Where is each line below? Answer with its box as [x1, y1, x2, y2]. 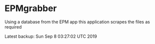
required [4, 24, 22, 29]
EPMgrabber [4, 3, 57, 14]
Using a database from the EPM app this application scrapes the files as [4, 19, 150, 25]
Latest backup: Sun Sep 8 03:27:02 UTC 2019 [4, 33, 97, 39]
